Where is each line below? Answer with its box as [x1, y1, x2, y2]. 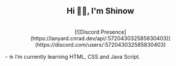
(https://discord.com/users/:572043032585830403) [34, 41, 166, 48]
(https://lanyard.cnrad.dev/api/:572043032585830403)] [30, 34, 171, 42]
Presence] [100, 28, 127, 35]
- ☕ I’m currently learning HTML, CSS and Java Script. [5, 53, 141, 60]
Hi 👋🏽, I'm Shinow [66, 6, 135, 16]
